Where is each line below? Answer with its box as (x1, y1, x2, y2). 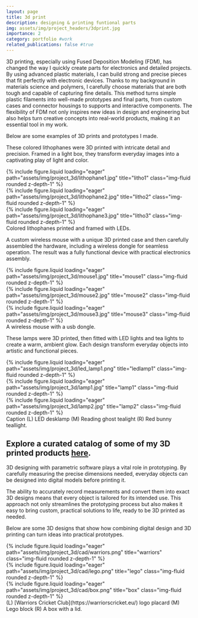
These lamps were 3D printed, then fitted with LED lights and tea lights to (6, 334, 184, 341)
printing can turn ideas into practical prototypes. (6, 531, 124, 538)
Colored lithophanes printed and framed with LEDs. (6, 225, 131, 232)
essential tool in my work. (6, 121, 69, 128)
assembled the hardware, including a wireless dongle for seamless (6, 242, 168, 249)
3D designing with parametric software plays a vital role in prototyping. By (6, 463, 187, 471)
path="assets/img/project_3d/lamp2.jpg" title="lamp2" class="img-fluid (6, 402, 181, 409)
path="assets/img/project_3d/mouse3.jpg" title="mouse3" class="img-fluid (6, 310, 190, 318)
